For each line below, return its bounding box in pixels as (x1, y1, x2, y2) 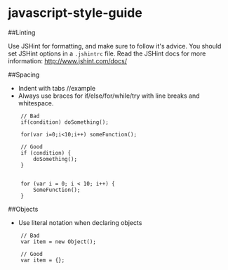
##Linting (8, 28, 36, 37)
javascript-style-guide (8, 5, 142, 21)
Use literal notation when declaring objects (18, 218, 142, 226)
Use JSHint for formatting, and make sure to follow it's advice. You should (8, 41, 222, 50)
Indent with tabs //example (18, 84, 96, 92)
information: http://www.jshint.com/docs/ (8, 56, 128, 65)
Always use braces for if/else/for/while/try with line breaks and (18, 91, 200, 100)
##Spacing (8, 70, 40, 79)
